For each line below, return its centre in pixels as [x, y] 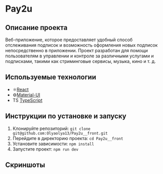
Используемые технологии [51, 77]
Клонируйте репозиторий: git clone [51, 128]
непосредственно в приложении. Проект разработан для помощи [76, 50]
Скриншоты [25, 165]
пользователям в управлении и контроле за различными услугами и [79, 56]
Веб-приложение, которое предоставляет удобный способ [69, 40]
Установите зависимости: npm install [53, 144]
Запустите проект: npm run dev [45, 149]
